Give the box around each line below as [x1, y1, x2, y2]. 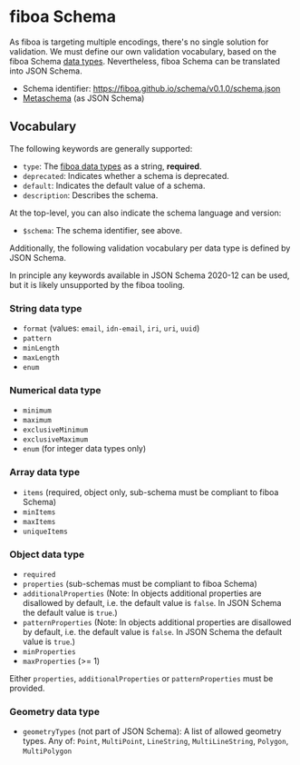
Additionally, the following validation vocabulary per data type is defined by [9, 243, 291, 253]
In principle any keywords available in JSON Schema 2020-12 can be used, [9, 270, 290, 281]
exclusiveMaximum [22, 435, 89, 444]
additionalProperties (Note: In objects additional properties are [22, 588, 262, 599]
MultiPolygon [22, 747, 73, 756]
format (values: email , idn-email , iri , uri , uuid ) [22, 323, 200, 333]
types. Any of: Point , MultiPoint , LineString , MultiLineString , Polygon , [22, 736, 289, 747]
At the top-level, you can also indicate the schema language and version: [9, 207, 282, 218]
